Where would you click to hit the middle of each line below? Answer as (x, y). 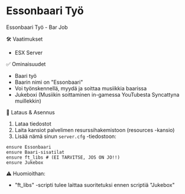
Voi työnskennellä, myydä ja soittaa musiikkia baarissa (81, 88)
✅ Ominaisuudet (26, 64)
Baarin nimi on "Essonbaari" (49, 82)
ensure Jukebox (25, 162)
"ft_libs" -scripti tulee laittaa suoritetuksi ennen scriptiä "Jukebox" (95, 185)
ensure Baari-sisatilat (35, 152)
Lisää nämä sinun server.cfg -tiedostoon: (65, 136)
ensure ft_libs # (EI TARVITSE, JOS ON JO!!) (63, 157)
